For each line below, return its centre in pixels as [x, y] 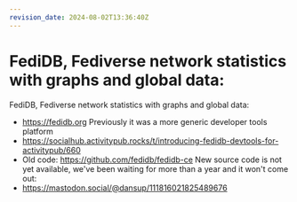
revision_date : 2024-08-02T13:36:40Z [79, 17]
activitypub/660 [52, 150]
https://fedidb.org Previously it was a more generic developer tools [144, 121]
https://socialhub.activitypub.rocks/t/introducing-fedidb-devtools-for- [150, 140]
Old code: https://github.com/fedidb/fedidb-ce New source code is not [152, 159]
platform [37, 131]
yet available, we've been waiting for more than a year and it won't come [155, 168]
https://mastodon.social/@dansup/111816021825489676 [125, 188]
